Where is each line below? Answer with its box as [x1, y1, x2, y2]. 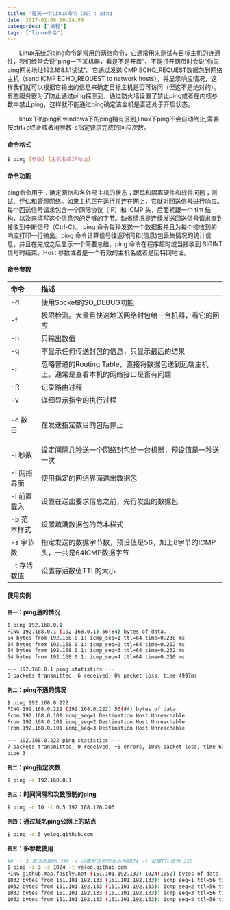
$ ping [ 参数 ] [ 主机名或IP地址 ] [7, 156, 91, 163]
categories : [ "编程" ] [7, 23, 67, 29]
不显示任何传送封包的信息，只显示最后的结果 [40, 346, 186, 356]
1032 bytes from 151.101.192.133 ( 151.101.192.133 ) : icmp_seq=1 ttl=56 [7, 877, 216, 884]
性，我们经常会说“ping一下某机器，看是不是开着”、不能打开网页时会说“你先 [7, 58, 220, 66]
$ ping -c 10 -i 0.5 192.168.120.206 [7, 804, 115, 811]
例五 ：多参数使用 [7, 844, 53, 852]
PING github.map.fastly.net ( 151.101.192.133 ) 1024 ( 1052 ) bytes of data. [7, 870, 222, 878]
